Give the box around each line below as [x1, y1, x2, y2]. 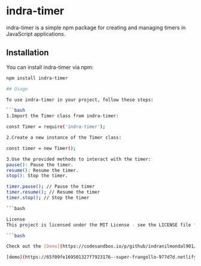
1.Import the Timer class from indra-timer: [6, 113, 119, 119]
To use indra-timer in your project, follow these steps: [6, 97, 154, 103]
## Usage [6, 85, 28, 92]
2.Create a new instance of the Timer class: [6, 134, 121, 140]
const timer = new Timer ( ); [6, 145, 77, 151]
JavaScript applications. [6, 30, 66, 37]
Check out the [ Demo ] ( [6, 243, 63, 249]
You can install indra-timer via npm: [6, 63, 94, 71]
